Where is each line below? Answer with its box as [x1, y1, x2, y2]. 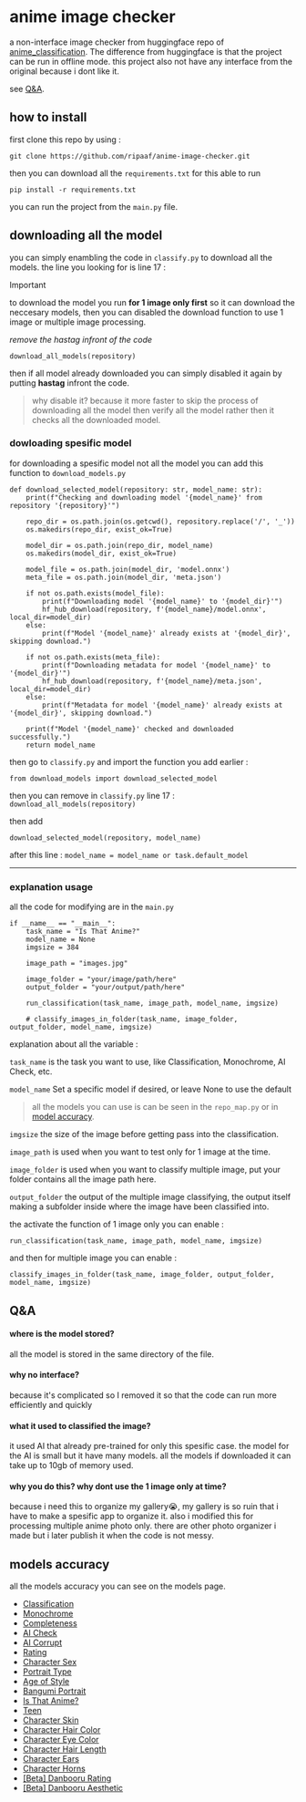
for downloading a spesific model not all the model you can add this [9, 458, 264, 469]
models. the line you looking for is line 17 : [9, 262, 167, 273]
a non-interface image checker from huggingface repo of [9, 36, 225, 47]
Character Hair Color [22, 1724, 101, 1735]
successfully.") [9, 732, 71, 741]
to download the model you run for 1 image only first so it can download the [9, 296, 296, 307]
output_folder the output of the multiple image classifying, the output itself [9, 1192, 291, 1203]
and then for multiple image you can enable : [9, 1252, 178, 1264]
